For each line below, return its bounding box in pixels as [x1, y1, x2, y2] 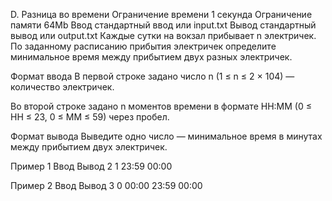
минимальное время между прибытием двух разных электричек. [10, 51, 293, 63]
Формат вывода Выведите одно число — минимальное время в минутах [10, 130, 323, 142]
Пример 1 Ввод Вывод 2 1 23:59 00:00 [10, 160, 173, 172]
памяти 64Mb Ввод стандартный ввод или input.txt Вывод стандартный [10, 19, 317, 31]
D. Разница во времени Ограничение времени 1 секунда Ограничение [10, 9, 313, 20]
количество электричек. [10, 81, 115, 93]
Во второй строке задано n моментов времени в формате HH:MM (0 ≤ [10, 100, 312, 112]
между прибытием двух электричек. [10, 141, 168, 153]
